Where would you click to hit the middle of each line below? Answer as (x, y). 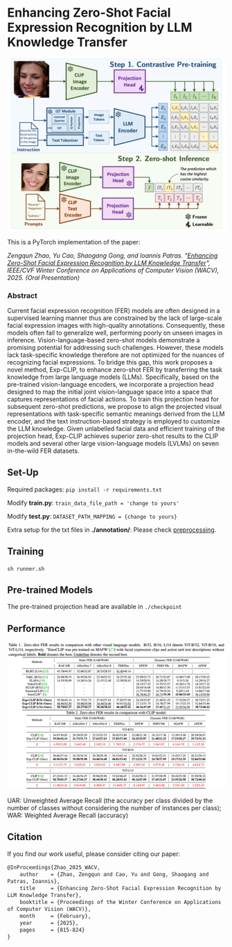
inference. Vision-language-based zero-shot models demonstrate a (104, 340)
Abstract (23, 295)
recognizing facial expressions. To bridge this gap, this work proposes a (110, 362)
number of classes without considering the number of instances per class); (114, 807)
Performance (36, 629)
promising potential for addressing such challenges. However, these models (115, 347)
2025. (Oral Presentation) (44, 277)
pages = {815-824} (52, 930)
